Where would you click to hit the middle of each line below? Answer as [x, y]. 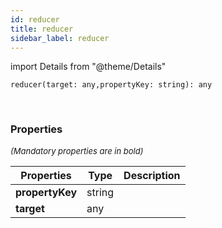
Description [152, 175]
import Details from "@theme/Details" [88, 67]
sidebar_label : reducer [60, 38]
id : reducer [35, 19]
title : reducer [42, 29]
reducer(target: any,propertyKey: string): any [111, 85]
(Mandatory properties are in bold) [77, 150]
